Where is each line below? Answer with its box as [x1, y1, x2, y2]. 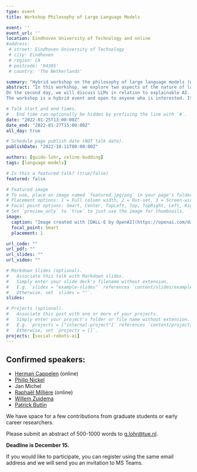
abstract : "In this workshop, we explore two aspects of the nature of [6, 85, 185, 90]
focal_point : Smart [11, 224, 59, 231]
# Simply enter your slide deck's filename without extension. [6, 278, 169, 285]
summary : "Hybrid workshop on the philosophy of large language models [6, 79, 185, 85]
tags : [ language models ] [6, 160, 67, 166]
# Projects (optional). [6, 306, 64, 312]
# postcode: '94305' [8, 63, 59, 69]
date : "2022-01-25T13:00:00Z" [6, 117, 80, 123]
